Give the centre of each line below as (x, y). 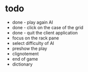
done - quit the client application (45, 33)
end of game (25, 59)
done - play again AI (33, 22)
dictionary (22, 64)
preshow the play (30, 48)
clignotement (25, 54)
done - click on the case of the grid (48, 27)
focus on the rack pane (35, 38)
